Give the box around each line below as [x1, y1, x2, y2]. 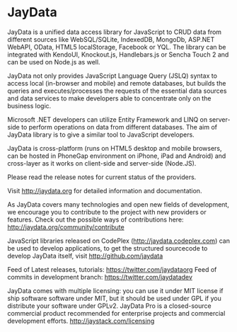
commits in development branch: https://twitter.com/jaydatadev [7, 273, 193, 281]
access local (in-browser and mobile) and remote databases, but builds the [7, 79, 226, 87]
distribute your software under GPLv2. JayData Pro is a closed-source [7, 302, 212, 310]
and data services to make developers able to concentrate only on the [7, 93, 212, 103]
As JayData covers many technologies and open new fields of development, [7, 200, 230, 209]
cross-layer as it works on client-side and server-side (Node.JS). [7, 159, 197, 167]
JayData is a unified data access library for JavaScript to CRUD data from [7, 28, 221, 36]
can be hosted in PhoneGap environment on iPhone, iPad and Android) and [7, 151, 226, 160]
